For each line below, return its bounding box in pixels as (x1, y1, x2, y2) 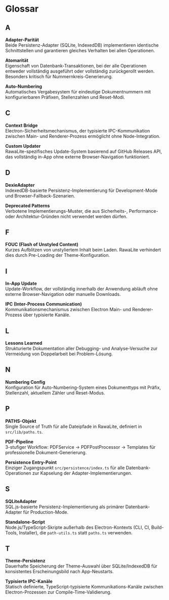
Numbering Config (5, 379, 46, 385)
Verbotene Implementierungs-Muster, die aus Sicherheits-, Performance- (5, 208, 158, 214)
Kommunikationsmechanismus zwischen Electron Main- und (5, 307, 132, 313)
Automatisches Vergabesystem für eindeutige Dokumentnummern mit (5, 89, 151, 94)
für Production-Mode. (23, 509, 69, 515)
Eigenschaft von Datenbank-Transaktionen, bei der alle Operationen (5, 63, 147, 69)
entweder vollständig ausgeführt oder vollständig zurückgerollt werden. (5, 68, 155, 74)
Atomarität (5, 57, 29, 63)
